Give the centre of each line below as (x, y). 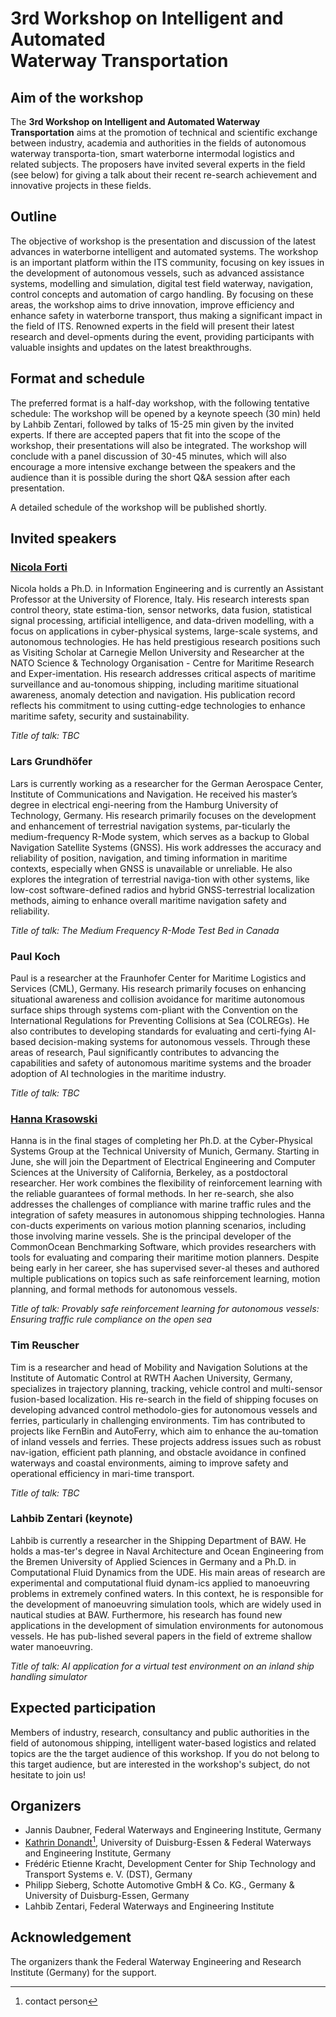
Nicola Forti (39, 567)
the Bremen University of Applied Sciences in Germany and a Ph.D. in (153, 1561)
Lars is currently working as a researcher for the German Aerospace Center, (167, 783)
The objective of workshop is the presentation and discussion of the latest (163, 241)
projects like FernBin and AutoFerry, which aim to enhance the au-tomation (164, 1431)
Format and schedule (78, 378)
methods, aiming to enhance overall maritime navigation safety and (148, 900)
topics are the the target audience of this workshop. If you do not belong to (165, 1753)
